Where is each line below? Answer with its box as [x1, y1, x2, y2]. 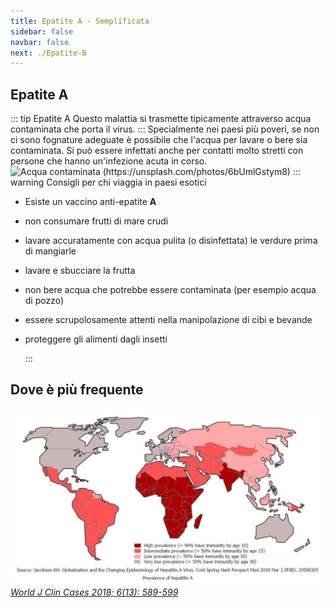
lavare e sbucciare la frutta [24, 265, 136, 277]
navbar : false [10, 37, 70, 47]
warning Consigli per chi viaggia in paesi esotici [10, 176, 207, 189]
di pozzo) [24, 295, 65, 307]
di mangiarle [24, 245, 77, 257]
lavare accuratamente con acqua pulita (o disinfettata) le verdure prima [24, 235, 318, 247]
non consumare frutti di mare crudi [24, 215, 169, 227]
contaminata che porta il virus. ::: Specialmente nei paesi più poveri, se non [10, 123, 320, 135]
